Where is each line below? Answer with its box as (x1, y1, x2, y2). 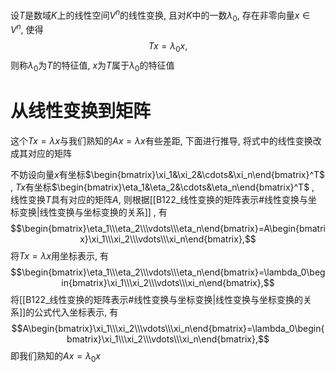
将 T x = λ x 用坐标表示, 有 (10, 249, 110, 262)
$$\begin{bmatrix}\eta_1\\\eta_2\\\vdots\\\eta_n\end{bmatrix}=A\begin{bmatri (10, 222, 326, 234)
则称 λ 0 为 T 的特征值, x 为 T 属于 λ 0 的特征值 (10, 59, 175, 73)
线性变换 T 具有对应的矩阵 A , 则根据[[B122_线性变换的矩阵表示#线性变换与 (10, 193, 309, 205)
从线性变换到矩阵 (10, 99, 152, 122)
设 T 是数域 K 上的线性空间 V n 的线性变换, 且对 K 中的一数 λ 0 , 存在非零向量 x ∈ (10, 8, 311, 23)
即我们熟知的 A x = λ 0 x (10, 349, 101, 364)
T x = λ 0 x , (148, 40, 188, 54)
